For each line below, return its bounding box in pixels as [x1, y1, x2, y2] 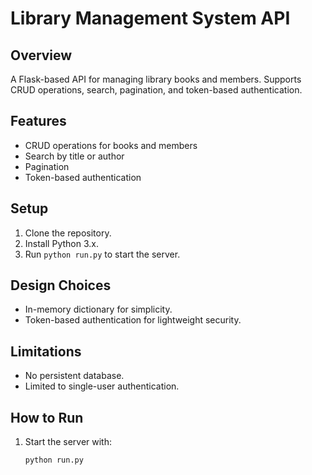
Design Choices [10, 277, 112, 294]
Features [10, 113, 67, 130]
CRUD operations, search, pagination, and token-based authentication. [10, 84, 303, 96]
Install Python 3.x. [24, 237, 99, 249]
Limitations [10, 343, 82, 360]
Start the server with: [24, 436, 112, 448]
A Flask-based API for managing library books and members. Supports [10, 73, 302, 85]
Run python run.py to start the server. [24, 248, 181, 260]
